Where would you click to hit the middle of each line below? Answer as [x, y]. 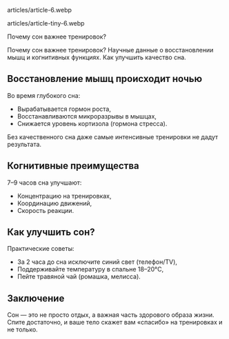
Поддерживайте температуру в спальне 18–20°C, [90, 269]
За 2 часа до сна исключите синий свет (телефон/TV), [97, 262]
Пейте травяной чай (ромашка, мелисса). [79, 277]
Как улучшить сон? [51, 233]
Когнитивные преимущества [73, 166]
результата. [24, 144]
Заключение [36, 298]
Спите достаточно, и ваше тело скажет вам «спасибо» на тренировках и [115, 322]
